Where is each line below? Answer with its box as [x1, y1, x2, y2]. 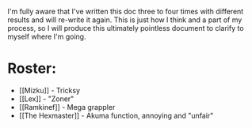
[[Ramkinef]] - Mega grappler [18, 102, 116, 111]
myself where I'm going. [7, 32, 86, 41]
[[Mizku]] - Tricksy [18, 85, 81, 95]
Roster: [7, 59, 57, 77]
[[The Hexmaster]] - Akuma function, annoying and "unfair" [18, 111, 214, 120]
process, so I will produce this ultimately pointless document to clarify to [7, 24, 244, 32]
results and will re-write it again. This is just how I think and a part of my [7, 15, 242, 24]
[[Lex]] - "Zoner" [18, 94, 74, 104]
